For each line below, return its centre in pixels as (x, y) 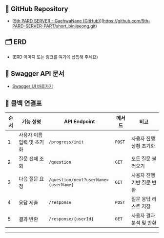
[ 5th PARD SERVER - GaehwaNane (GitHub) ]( (58, 21)
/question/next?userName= (79, 180)
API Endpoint (80, 122)
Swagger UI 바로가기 (32, 87)
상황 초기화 (143, 146)
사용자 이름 (31, 135)
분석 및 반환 (144, 223)
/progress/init (66, 142)
